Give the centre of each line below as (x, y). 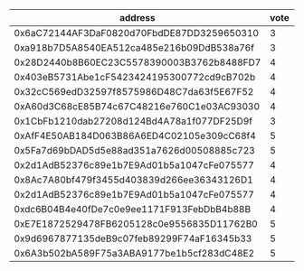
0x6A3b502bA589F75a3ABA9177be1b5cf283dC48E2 (134, 253)
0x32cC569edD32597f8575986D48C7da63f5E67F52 (134, 92)
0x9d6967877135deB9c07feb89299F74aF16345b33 (133, 238)
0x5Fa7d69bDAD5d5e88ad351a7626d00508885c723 (134, 150)
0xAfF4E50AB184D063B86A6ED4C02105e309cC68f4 (135, 136)
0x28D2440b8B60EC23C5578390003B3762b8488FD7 (138, 62)
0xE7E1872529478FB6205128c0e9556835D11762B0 (136, 224)
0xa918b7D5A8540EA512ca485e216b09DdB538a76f (134, 47)
